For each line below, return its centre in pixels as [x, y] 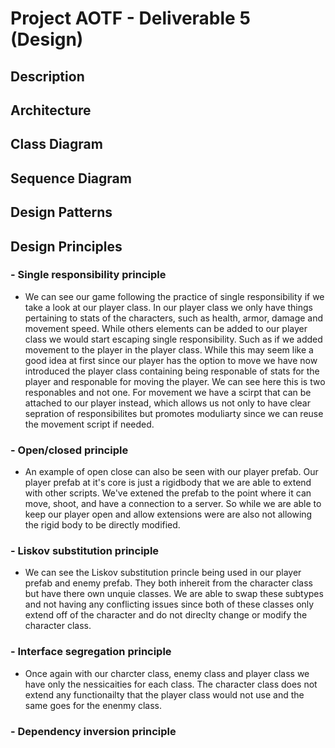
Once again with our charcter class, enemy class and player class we [167, 673]
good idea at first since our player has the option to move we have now [171, 360]
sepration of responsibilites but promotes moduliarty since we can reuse [174, 413]
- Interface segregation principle [91, 652]
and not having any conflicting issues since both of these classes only [169, 604]
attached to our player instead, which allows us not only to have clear [167, 403]
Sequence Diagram [71, 178]
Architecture [51, 110]
